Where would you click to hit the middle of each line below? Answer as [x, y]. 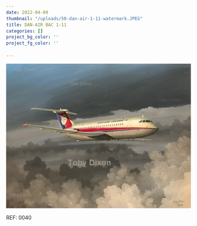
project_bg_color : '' [33, 37]
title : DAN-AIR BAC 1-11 [36, 25]
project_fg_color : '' [33, 43]
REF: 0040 [19, 218]
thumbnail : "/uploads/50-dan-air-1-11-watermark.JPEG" [74, 18]
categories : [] [25, 31]
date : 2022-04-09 [27, 12]
